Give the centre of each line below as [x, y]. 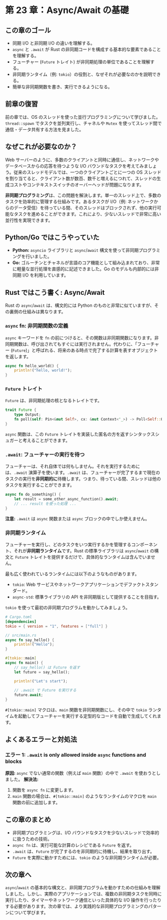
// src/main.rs [21, 635]
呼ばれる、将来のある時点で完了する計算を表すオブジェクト [97, 350]
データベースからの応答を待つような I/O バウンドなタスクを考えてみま [77, 166]
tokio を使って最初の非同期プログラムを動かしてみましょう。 [68, 608]
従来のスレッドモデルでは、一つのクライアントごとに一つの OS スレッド [87, 172]
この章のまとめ [28, 819]
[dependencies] [21, 622]
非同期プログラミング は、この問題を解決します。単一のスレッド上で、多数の [83, 195]
